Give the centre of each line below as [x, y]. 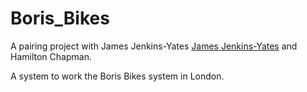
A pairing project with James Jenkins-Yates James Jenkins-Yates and [154, 46]
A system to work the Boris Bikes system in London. [117, 76]
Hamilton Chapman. [51, 56]
